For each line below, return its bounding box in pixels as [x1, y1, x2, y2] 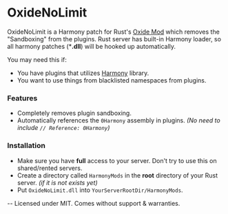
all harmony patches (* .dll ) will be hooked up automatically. [7, 42, 176, 50]
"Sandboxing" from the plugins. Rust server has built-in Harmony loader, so [7, 34, 222, 43]
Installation [7, 141, 46, 151]
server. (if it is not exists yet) [17, 178, 98, 186]
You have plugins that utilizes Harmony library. [17, 69, 149, 77]
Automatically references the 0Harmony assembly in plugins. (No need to [17, 116, 220, 125]
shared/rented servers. [17, 164, 83, 172]
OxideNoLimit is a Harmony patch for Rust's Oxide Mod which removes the [7, 28, 220, 36]
